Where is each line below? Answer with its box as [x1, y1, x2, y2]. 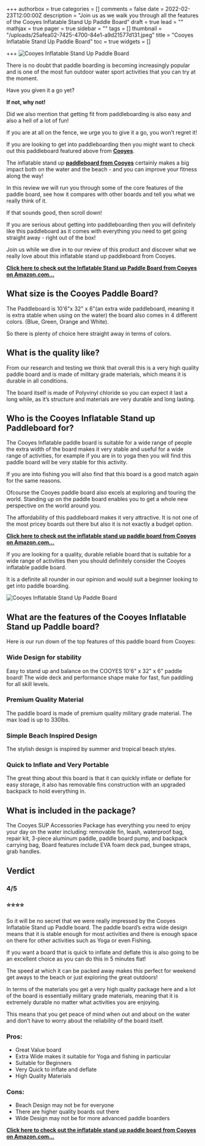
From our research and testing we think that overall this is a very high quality [6, 364, 199, 371]
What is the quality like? [6, 348, 100, 358]
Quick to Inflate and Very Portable [6, 761, 109, 770]
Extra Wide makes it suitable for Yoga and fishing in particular [15, 1053, 171, 1060]
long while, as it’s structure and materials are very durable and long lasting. [6, 396, 196, 403]
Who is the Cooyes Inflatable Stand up [6, 413, 155, 424]
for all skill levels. [6, 680, 50, 687]
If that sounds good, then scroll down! [6, 209, 102, 216]
